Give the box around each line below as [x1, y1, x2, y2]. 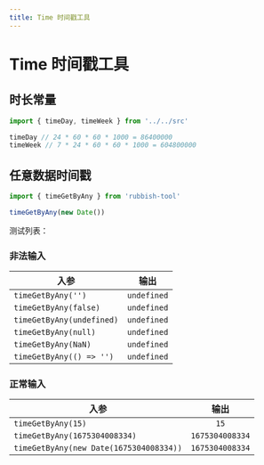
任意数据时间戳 [9, 167, 92, 183]
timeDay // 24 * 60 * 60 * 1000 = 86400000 [9, 133, 173, 142]
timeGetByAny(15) [13, 419, 87, 428]
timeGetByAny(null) [13, 327, 96, 338]
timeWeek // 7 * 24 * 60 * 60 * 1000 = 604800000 [9, 141, 197, 150]
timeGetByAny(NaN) [13, 339, 92, 350]
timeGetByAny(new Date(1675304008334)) [13, 443, 182, 453]
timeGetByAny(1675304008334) [13, 431, 137, 441]
